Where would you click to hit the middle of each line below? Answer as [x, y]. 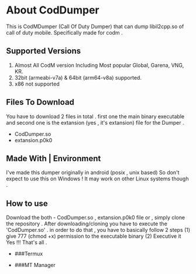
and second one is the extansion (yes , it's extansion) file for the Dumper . [95, 122]
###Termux [29, 254]
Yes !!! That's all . [27, 242]
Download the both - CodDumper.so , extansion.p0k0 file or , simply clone [96, 218]
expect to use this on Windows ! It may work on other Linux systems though [97, 179]
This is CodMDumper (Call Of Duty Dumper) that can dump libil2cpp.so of [95, 26]
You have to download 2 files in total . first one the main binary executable [95, 116]
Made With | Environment [54, 158]
